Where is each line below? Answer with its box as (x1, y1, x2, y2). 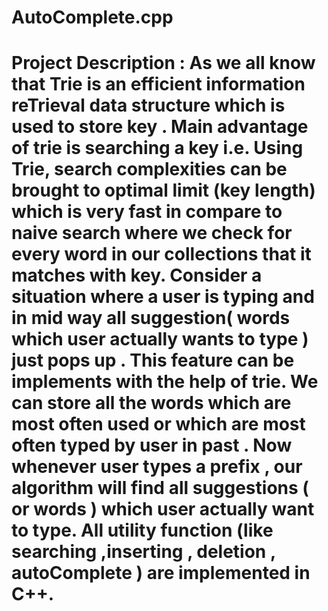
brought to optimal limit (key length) (11, 179, 316, 202)
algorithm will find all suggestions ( (11, 477, 309, 500)
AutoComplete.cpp (11, 6, 174, 29)
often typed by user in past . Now (11, 434, 293, 457)
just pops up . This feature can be (11, 349, 295, 372)
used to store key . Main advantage (11, 116, 309, 138)
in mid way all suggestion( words (11, 307, 291, 330)
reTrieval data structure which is (11, 94, 286, 117)
